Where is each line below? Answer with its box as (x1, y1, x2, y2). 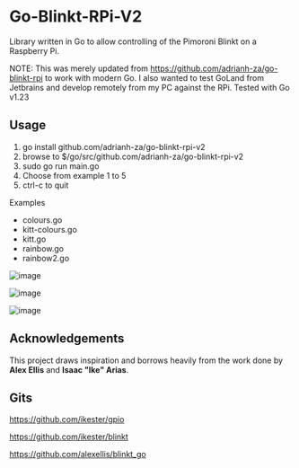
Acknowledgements (9, 331, 125, 347)
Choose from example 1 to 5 (22, 170, 127, 181)
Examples (9, 197, 46, 208)
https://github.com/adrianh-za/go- (150, 63, 278, 74)
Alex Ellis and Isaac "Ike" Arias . (9, 364, 129, 375)
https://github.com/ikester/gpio (9, 414, 125, 425)
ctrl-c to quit (22, 180, 69, 190)
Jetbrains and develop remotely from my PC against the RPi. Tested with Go (9, 82, 290, 93)
